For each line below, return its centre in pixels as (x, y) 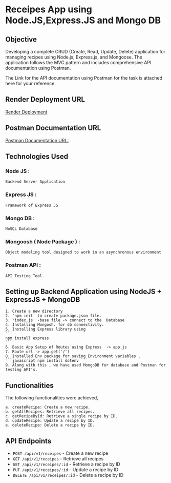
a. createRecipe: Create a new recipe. (48, 407)
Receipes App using (49, 9)
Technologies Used (37, 157)
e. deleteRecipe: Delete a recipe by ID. (50, 425)
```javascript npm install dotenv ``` (47, 361)
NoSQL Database (22, 229)
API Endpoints (28, 441)
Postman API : (23, 265)
